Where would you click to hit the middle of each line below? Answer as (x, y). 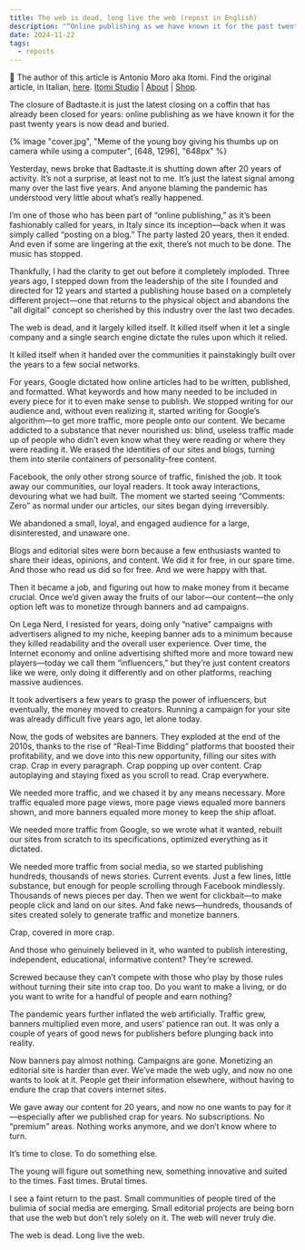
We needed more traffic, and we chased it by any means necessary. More (148, 793)
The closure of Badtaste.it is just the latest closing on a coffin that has (140, 104)
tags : (20, 43)
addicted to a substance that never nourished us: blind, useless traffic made (152, 430)
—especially (33, 1117)
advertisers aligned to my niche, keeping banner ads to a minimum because (151, 634)
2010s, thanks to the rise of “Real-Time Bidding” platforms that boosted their (152, 746)
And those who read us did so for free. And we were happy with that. (138, 570)
